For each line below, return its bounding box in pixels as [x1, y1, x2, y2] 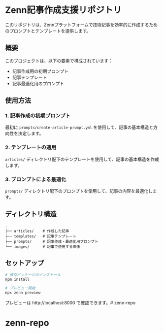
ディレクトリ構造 [5, 210, 57, 218]
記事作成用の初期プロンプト [12, 68, 69, 74]
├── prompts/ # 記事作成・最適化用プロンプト [5, 239, 98, 244]
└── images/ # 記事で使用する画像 [5, 244, 80, 249]
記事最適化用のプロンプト [12, 80, 65, 86]
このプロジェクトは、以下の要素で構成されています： [5, 58, 113, 64]
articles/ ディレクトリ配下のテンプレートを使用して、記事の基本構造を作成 [5, 156, 159, 162]
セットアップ [5, 259, 44, 267]
